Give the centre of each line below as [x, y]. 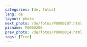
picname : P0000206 [24, 28]
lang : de [14, 14]
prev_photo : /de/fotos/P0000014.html [44, 32]
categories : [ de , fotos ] [30, 10]
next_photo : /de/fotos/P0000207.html [44, 23]
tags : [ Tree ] [18, 37]
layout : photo [20, 19]
